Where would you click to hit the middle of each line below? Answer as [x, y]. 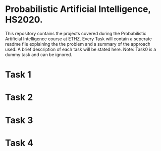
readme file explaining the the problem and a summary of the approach [78, 44]
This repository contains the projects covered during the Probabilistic [76, 33]
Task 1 [18, 75]
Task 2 [19, 97]
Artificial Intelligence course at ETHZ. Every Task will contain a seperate [79, 39]
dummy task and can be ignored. [39, 54]
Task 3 [19, 120]
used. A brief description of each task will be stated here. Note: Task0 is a [80, 49]
